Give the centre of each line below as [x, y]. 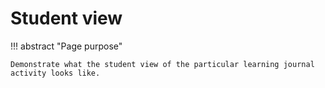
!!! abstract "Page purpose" [66, 46]
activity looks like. [55, 73]
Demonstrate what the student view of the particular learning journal [162, 64]
